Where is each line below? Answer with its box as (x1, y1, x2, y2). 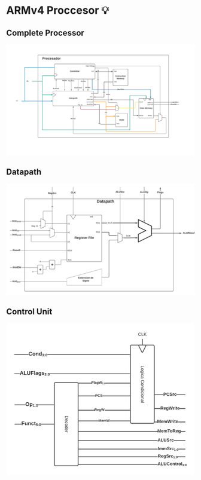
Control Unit (6, 307, 53, 317)
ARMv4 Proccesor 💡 (6, 4, 109, 17)
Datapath (6, 167, 42, 177)
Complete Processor (6, 27, 85, 38)
